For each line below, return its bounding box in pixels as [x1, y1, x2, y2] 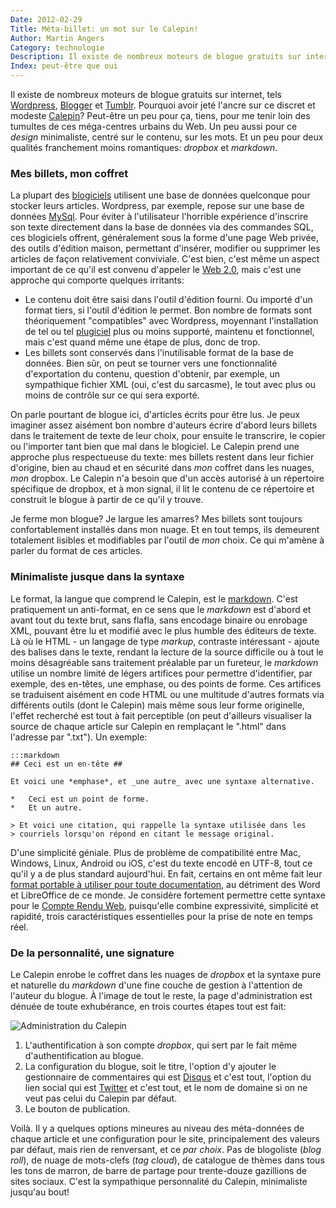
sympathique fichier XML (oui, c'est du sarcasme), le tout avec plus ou [24, 379, 317, 391]
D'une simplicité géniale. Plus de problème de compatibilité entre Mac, [10, 846, 302, 858]
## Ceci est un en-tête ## [10, 759, 123, 769]
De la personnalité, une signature [10, 946, 175, 960]
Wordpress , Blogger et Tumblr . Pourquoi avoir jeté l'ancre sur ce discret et [10, 99, 316, 111]
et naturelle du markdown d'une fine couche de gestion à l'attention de [10, 979, 303, 991]
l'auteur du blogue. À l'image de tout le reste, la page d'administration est [10, 989, 313, 1001]
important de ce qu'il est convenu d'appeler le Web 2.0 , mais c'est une [10, 264, 302, 276]
